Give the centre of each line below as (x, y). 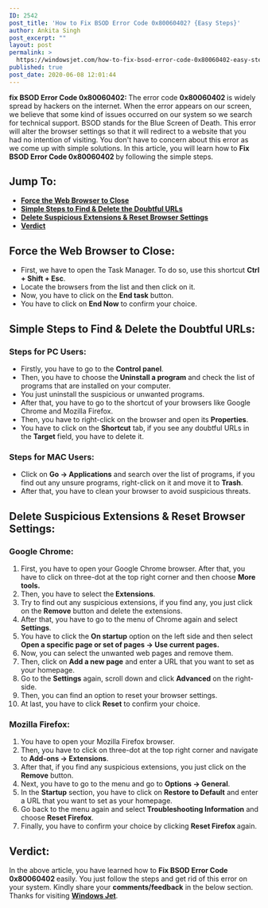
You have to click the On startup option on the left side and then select (137, 636)
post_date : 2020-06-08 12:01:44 (62, 75)
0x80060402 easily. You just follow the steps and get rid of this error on (128, 879)
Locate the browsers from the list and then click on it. (108, 287)
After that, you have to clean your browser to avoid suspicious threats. (136, 491)
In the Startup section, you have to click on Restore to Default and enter (139, 793)
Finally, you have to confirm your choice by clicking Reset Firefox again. (139, 826)
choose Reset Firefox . (57, 818)
